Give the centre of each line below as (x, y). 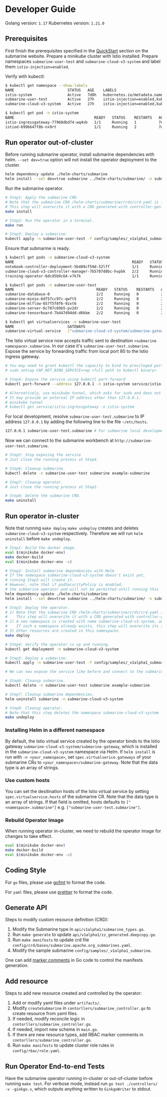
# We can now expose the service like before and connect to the (74, 672)
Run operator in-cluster (42, 516)
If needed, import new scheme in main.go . (55, 1030)
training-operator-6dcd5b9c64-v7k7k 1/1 (72, 276)
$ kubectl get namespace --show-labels (46, 85)
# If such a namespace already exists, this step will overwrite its (82, 626)
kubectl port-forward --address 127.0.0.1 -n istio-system (68, 384)
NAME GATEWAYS (45, 326)
